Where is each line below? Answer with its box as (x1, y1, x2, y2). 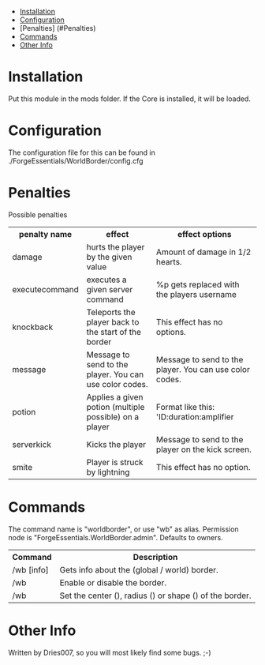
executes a (86, 274, 128, 285)
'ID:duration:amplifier (156, 411, 234, 422)
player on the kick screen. (156, 444, 252, 455)
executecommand (12, 284, 79, 295)
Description (132, 551, 178, 562)
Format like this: (156, 401, 215, 412)
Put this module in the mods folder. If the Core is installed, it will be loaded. (8, 94, 251, 103)
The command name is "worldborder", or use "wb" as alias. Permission (8, 524, 239, 534)
